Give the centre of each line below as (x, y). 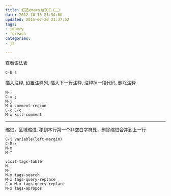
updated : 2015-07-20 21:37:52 (37, 19)
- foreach (16, 34)
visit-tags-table (24, 161)
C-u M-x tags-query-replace (35, 184)
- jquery (15, 29)
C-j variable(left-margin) (34, 139)
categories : (18, 39)
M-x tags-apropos (24, 188)
